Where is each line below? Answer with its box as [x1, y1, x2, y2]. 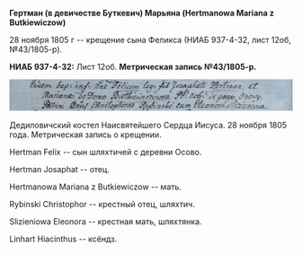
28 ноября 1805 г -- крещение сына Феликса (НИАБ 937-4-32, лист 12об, [9, 35, 292, 45]
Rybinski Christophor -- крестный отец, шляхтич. [9, 198, 195, 209]
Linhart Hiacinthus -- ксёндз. [9, 233, 118, 244]
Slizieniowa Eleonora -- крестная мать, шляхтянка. [9, 215, 202, 227]
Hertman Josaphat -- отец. [9, 163, 111, 174]
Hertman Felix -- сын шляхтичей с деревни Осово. [9, 146, 202, 157]
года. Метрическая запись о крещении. [9, 129, 162, 140]
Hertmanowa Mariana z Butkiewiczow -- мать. [9, 181, 182, 192]
